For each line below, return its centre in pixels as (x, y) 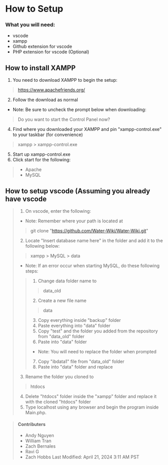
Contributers (31, 424)
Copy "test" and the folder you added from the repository (98, 331)
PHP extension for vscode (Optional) (51, 52)
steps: (32, 271)
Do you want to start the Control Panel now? (64, 119)
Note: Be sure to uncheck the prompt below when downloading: (79, 110)
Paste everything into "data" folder (74, 326)
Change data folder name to (67, 281)
